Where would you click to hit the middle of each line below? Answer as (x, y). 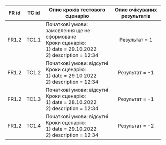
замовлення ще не (68, 30)
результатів (136, 16)
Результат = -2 (136, 126)
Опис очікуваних (136, 10)
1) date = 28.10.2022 (71, 102)
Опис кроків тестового (77, 10)
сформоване (61, 37)
